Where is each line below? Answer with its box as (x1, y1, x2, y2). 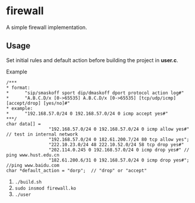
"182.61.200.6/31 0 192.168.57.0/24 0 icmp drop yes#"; (48, 157, 190, 163)
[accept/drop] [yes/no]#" (6, 100, 70, 106)
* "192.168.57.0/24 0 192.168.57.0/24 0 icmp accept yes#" (6, 111, 168, 117)
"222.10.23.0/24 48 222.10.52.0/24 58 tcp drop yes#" (48, 141, 184, 147)
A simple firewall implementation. (6, 24, 87, 31)
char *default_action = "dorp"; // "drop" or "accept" (6, 167, 147, 173)
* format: (6, 85, 31, 91)
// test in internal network (6, 131, 78, 137)
